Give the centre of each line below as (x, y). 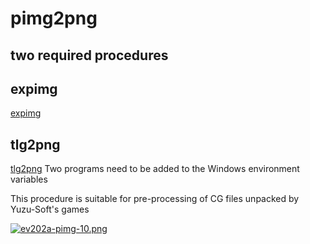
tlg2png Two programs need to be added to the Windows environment (155, 169)
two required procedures (89, 55)
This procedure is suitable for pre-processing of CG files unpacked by (155, 199)
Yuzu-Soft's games (50, 209)
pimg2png (54, 18)
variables (29, 179)
